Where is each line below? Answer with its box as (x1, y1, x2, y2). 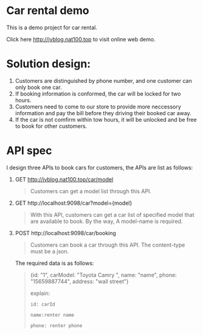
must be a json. (30, 247, 69, 255)
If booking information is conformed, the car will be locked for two (15, 90, 181, 97)
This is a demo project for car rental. (6, 24, 97, 31)
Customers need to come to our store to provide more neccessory (15, 103, 181, 110)
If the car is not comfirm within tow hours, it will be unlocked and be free (15, 116, 197, 123)
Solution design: (6, 57, 91, 71)
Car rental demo (6, 4, 89, 18)
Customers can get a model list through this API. (30, 187, 152, 195)
